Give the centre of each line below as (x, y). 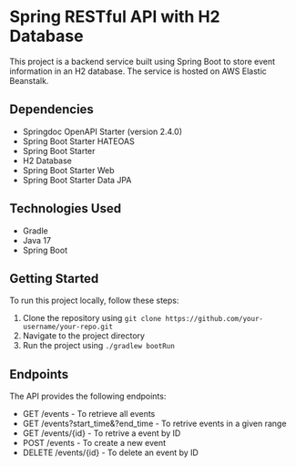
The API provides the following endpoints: (88, 396)
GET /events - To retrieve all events (89, 414)
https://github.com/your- (214, 319)
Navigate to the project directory (84, 336)
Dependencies (51, 110)
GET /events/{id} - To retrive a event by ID (102, 433)
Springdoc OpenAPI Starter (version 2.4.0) (102, 131)
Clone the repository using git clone (92, 318)
